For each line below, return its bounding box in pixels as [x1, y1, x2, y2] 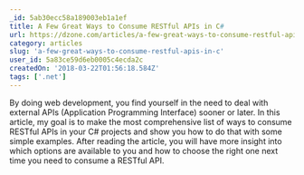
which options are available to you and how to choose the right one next [9, 145, 279, 156]
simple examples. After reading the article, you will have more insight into [9, 135, 282, 146]
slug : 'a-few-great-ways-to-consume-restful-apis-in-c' [9, 47, 224, 56]
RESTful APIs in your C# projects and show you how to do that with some [9, 126, 282, 137]
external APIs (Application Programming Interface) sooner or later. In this [9, 106, 280, 118]
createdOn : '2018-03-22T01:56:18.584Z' [9, 64, 160, 73]
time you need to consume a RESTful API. [9, 155, 165, 166]
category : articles [9, 38, 83, 48]
